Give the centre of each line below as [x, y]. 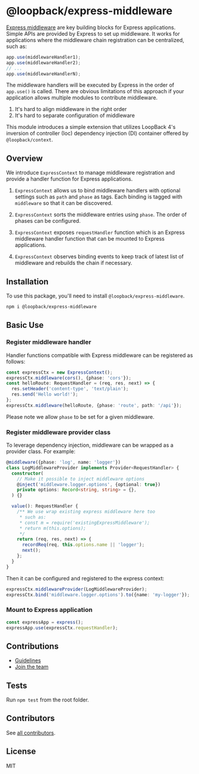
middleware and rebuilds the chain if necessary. [73, 263]
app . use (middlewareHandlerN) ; [44, 74]
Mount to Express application [50, 610]
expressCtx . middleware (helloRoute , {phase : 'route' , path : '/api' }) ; [94, 405]
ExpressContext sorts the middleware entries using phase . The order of [101, 214]
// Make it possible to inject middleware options [81, 479]
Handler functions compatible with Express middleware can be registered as [99, 355]
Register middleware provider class [59, 432]
